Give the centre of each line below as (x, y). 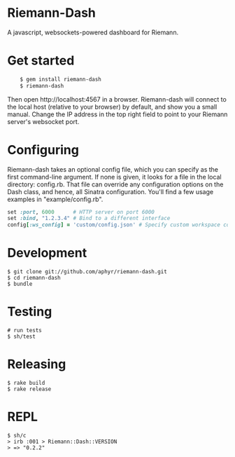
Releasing (37, 364)
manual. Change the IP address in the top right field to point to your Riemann (117, 114)
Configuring (43, 150)
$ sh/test (22, 337)
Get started (41, 61)
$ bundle (20, 284)
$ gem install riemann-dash (60, 79)
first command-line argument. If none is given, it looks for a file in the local (114, 177)
